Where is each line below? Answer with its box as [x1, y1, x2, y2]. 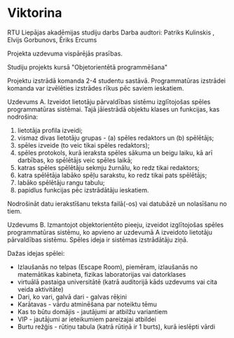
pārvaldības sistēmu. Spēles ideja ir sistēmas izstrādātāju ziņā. [7, 235, 188, 244]
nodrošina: [7, 112, 39, 121]
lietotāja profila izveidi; [17, 126, 83, 134]
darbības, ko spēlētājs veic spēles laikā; [17, 156, 133, 164]
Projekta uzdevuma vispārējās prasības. [7, 49, 123, 58]
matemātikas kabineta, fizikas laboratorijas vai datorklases [17, 270, 186, 278]
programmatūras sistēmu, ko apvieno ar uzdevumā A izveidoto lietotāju [7, 228, 212, 236]
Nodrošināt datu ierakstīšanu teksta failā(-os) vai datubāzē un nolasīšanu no [7, 199, 228, 208]
